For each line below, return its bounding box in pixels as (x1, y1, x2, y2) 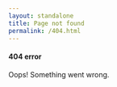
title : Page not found (8, 19, 85, 27)
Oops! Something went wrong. (8, 69, 110, 79)
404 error (8, 52, 42, 61)
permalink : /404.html (8, 27, 81, 35)
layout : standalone (8, 11, 74, 20)
